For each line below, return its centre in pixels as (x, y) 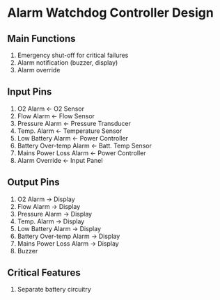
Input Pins (30, 92)
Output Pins (34, 182)
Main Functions (41, 39)
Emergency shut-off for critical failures (73, 55)
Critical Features (44, 273)
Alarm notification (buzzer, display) (68, 63)
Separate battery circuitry (54, 290)
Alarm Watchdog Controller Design (110, 13)
